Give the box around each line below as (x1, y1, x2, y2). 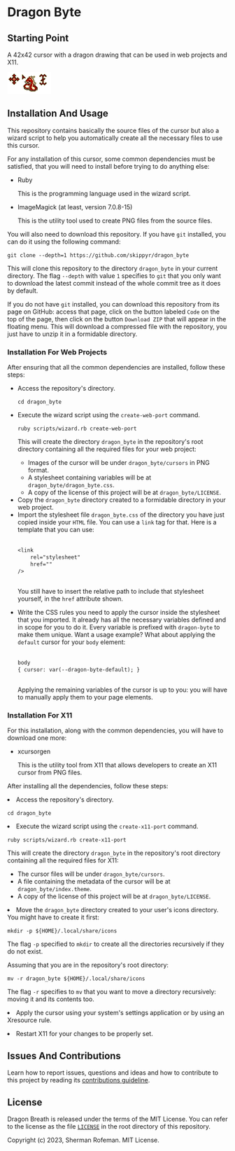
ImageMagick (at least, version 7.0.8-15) (17, 202, 133, 211)
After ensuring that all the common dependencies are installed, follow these (7, 363, 225, 372)
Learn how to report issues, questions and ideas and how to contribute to (7, 1068, 219, 1077)
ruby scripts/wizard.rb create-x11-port (7, 837, 127, 844)
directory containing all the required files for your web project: (17, 445, 197, 454)
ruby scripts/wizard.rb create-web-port (17, 425, 137, 433)
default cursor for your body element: (17, 638, 126, 646)
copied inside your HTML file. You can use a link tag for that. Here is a (17, 518, 217, 526)
